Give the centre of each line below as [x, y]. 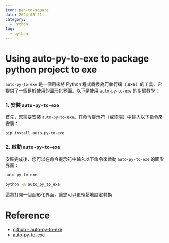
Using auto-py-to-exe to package [77, 59]
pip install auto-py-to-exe [35, 133]
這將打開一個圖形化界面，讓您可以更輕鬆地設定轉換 [59, 195]
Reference [27, 215]
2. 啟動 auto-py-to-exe [33, 147]
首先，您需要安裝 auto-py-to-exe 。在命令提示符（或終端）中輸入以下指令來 [84, 117]
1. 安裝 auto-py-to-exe [32, 105]
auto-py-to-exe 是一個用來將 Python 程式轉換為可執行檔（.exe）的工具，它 [84, 84]
